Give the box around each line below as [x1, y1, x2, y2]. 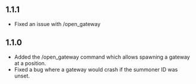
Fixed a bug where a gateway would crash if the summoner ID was [14, 66, 178, 73]
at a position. [14, 59, 46, 67]
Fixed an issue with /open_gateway [14, 20, 101, 27]
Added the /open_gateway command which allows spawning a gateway [14, 53, 190, 60]
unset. [14, 72, 30, 79]
